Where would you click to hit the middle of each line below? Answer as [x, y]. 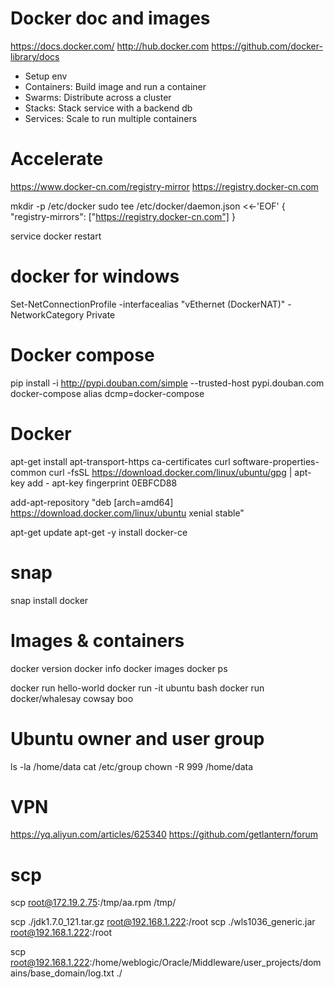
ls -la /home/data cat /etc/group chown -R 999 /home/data [132, 766]
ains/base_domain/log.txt [62, 973]
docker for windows [95, 276]
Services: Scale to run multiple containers [111, 118]
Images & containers [97, 640]
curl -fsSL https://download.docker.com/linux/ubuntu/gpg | [170, 472]
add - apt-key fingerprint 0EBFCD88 [102, 483]
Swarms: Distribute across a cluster [98, 97]
